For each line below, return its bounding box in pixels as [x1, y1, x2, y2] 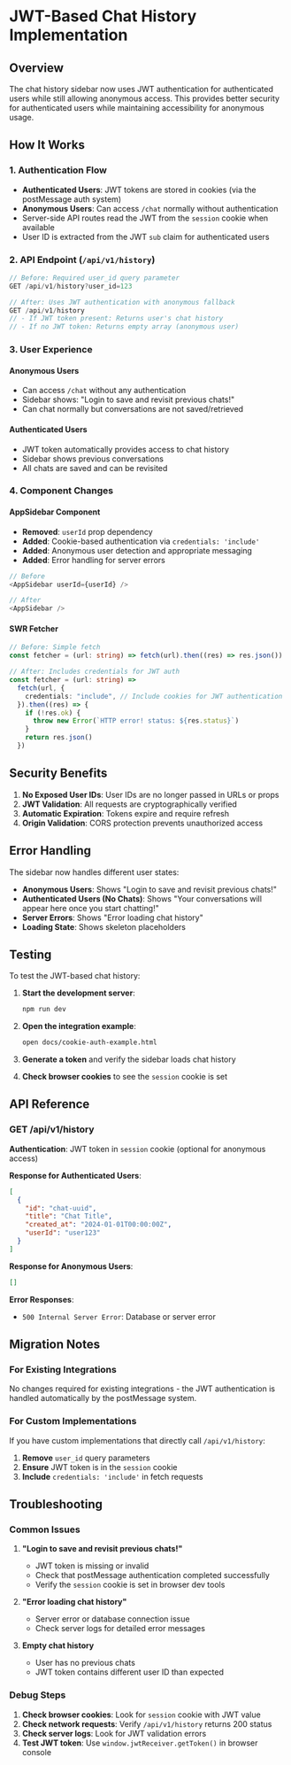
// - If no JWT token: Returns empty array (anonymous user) [9, 322, 240, 331]
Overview [9, 60, 65, 75]
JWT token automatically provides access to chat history [21, 444, 230, 454]
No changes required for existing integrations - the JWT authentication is [9, 1383, 276, 1394]
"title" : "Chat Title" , [25, 1212, 113, 1221]
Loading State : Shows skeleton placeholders [21, 921, 187, 932]
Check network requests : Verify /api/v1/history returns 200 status [21, 1718, 272, 1729]
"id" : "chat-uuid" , [25, 1204, 97, 1212]
